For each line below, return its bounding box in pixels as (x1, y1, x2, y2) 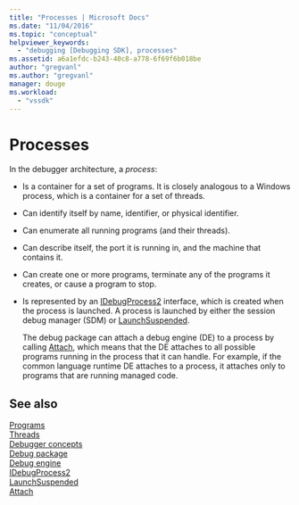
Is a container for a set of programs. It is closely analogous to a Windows (21, 181, 291, 192)
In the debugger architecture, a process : (9, 164, 158, 175)
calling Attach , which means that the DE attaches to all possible (21, 342, 256, 352)
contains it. (21, 252, 63, 263)
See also (9, 396, 58, 411)
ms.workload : (9, 87, 58, 96)
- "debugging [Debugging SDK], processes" (17, 46, 178, 55)
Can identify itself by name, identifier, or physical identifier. (21, 208, 239, 219)
